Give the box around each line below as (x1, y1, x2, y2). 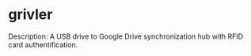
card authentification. (8, 39, 78, 49)
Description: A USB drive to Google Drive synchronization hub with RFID (8, 32, 244, 41)
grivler (8, 6, 53, 24)
